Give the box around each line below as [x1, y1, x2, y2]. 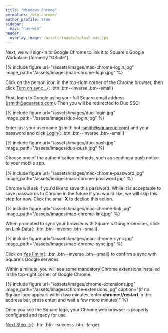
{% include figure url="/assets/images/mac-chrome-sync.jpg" [5, 235, 134, 241]
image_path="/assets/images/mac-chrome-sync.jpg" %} [5, 241, 123, 247]
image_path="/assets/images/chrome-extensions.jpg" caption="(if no [5, 286, 150, 292]
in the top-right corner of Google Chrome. [5, 271, 92, 277]
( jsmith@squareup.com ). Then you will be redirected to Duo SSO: [5, 100, 140, 106]
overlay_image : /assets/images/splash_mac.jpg [10, 36, 109, 41]
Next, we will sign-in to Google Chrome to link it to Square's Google [5, 49, 144, 55]
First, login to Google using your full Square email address [5, 94, 125, 101]
